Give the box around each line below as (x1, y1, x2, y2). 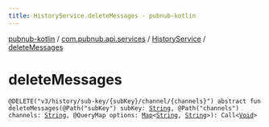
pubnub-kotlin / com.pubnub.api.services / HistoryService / (8, 34, 206, 43)
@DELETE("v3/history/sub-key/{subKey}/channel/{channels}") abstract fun (8, 97, 262, 105)
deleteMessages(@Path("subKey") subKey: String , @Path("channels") (8, 104, 240, 113)
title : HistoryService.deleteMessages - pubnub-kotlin (8, 11, 197, 20)
